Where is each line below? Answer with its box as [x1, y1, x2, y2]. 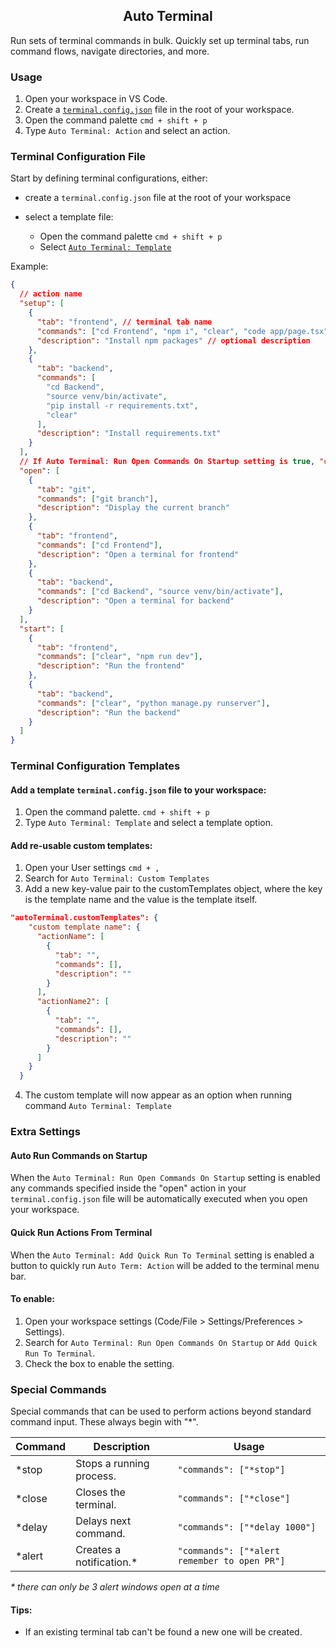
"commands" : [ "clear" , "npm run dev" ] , [36, 652, 203, 662]
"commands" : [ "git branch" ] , [36, 494, 159, 504]
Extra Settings [10, 1125, 81, 1139]
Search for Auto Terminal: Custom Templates [24, 872, 210, 884]
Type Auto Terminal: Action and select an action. [24, 125, 231, 137]
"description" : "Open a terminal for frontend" [36, 549, 240, 559]
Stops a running [75, 1457, 150, 1471]
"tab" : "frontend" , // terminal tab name [36, 317, 213, 327]
